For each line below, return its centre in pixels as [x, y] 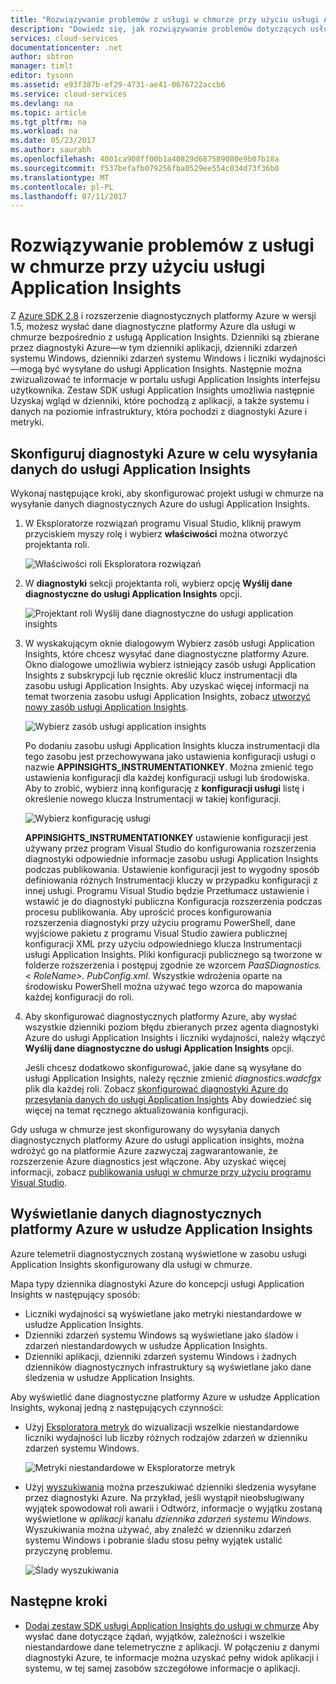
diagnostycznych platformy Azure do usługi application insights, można [157, 1140]
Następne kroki [59, 1601]
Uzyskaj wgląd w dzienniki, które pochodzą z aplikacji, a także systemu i [160, 401]
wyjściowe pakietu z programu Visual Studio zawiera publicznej [156, 933]
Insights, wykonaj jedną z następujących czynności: [117, 1407]
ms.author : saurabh [51, 150]
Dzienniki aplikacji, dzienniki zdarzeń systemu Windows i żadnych [160, 1356]
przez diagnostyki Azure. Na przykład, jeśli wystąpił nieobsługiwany [164, 1497]
